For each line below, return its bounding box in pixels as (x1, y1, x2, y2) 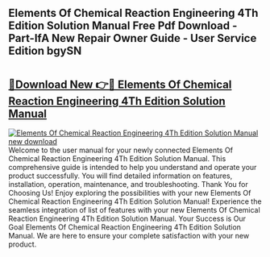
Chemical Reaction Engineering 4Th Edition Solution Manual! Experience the (8, 197, 262, 206)
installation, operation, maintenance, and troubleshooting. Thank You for (8, 180, 248, 189)
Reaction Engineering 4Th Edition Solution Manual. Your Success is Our (8, 213, 246, 223)
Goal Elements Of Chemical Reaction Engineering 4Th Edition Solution (8, 222, 242, 232)
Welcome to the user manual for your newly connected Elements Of (8, 145, 234, 155)
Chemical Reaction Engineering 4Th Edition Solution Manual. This (8, 154, 226, 164)
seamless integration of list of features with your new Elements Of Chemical (8, 205, 260, 214)
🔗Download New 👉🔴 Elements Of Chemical (8, 77, 232, 91)
